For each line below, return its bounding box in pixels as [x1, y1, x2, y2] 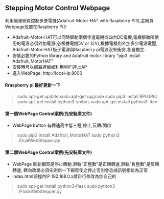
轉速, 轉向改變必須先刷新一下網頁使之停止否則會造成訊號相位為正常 [12, 167, 148, 173]
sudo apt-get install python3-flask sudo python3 [17, 183, 115, 189]
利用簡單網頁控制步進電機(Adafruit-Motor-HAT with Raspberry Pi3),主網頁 [5, 17, 154, 24]
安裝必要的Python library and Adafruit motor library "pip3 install [12, 53, 141, 58]
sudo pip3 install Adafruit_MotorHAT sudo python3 [17, 132, 120, 138]
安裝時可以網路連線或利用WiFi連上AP [12, 64, 87, 70]
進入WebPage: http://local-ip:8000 [12, 70, 83, 76]
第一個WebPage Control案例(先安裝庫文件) [5, 111, 92, 116]
